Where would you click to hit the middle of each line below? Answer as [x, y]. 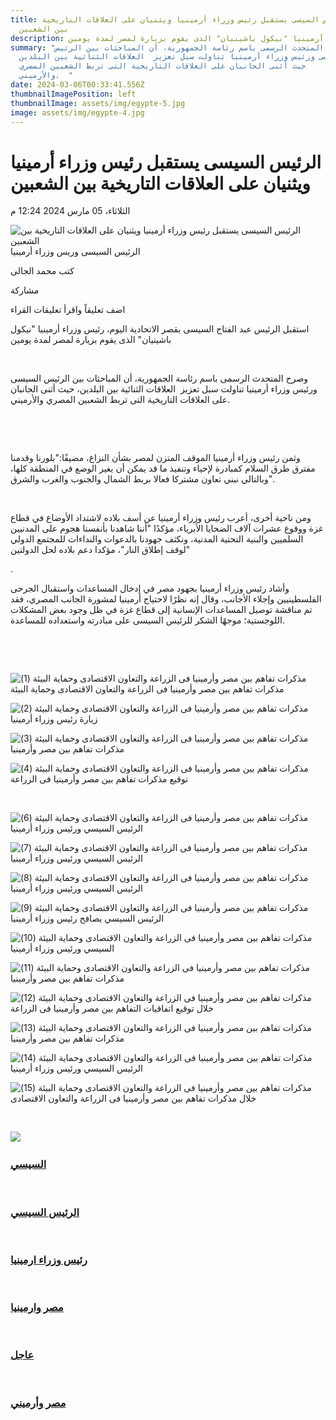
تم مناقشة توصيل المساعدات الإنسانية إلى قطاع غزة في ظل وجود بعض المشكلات [161, 610]
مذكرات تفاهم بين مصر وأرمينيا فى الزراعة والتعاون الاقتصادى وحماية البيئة [147, 689]
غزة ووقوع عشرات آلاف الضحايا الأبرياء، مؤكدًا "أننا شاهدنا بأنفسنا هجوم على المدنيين [166, 528]
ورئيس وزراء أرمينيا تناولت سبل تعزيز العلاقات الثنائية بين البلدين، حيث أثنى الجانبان [164, 389]
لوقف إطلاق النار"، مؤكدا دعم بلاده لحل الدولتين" [100, 550]
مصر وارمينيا [37, 1308]
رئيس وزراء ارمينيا [49, 1259]
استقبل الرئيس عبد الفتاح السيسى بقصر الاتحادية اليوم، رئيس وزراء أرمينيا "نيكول [160, 329]
